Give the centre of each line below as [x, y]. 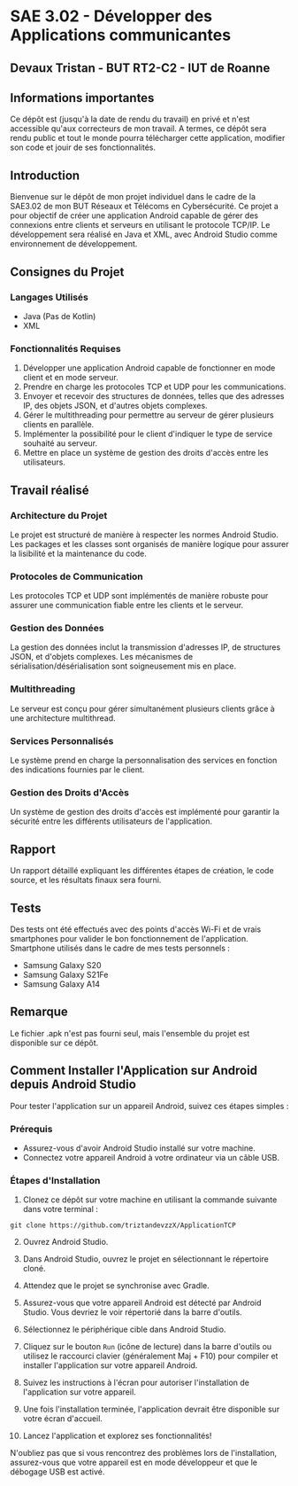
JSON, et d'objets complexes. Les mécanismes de [102, 657]
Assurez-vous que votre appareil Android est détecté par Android [142, 1303]
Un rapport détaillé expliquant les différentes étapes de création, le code [142, 871]
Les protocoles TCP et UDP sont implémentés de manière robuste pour [139, 596]
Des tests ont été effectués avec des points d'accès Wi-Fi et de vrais [136, 929]
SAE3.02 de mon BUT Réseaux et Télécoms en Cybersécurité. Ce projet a [145, 207]
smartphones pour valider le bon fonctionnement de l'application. [129, 938]
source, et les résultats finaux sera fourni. [86, 880]
